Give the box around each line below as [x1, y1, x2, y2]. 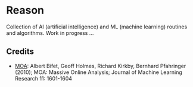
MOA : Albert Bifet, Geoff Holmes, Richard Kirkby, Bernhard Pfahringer [14, 62, 186, 69]
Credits [6, 47, 35, 57]
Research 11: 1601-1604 [14, 75, 73, 82]
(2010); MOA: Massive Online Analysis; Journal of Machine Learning [14, 69, 183, 76]
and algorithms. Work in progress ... [6, 29, 94, 36]
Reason [6, 4, 45, 17]
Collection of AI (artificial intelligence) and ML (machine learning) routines [6, 23, 188, 30]
